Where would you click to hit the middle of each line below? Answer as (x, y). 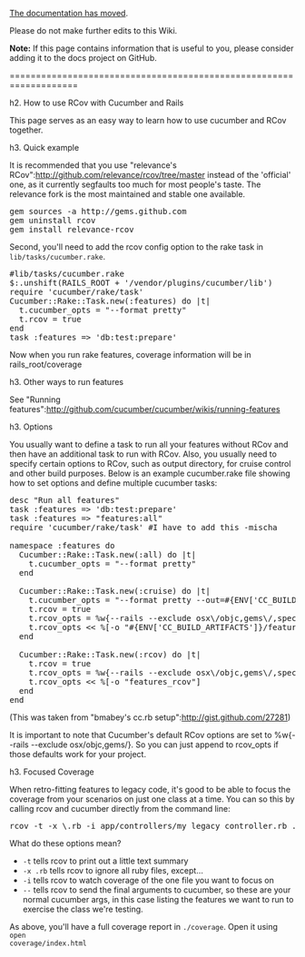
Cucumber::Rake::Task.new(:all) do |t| (108, 554)
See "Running (35, 400)
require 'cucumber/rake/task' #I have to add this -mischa (144, 527)
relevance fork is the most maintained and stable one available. (128, 194)
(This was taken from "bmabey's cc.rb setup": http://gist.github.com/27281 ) (150, 717)
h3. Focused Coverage (52, 772)
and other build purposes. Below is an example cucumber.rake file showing (150, 473)
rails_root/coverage (46, 364)
